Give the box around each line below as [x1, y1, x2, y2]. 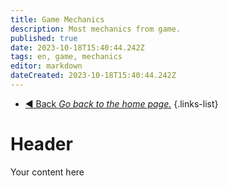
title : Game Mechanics [10, 14, 105, 25]
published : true [10, 33, 78, 43]
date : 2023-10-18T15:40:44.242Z [10, 42, 145, 53]
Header [10, 133, 73, 156]
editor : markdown [10, 61, 83, 71]
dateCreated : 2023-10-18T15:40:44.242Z [10, 71, 177, 81]
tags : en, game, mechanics [10, 52, 123, 62]
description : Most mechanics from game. [10, 24, 182, 34]
